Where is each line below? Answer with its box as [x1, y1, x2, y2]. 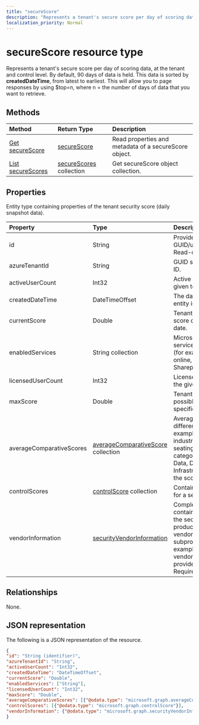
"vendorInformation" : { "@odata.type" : [6, 708, 102, 714]
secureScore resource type [6, 45, 143, 59]
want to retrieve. [6, 90, 46, 97]
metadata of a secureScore [112, 143, 188, 151]
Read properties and [112, 135, 169, 143]
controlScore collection [92, 487, 158, 495]
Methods [6, 107, 40, 118]
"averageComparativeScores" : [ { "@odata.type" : [6, 697, 123, 704]
